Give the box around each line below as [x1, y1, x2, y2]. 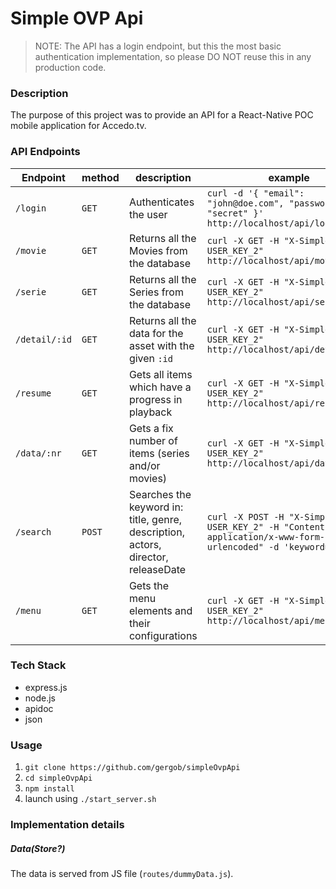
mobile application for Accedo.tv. [10, 120, 147, 132]
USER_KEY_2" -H [206, 521, 280, 532]
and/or [128, 458, 161, 472]
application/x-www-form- [206, 531, 326, 542]
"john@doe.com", [206, 197, 285, 209]
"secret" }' [206, 207, 264, 219]
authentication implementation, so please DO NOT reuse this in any [34, 50, 312, 62]
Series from [128, 285, 184, 299]
